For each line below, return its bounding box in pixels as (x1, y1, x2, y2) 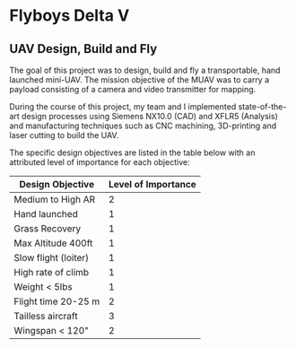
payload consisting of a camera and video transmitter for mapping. (9, 84, 257, 94)
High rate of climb (13, 266, 90, 278)
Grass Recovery (13, 222, 82, 234)
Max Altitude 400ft (13, 237, 93, 249)
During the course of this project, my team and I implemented (9, 101, 237, 112)
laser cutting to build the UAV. (9, 130, 119, 140)
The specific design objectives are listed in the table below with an (9, 147, 256, 158)
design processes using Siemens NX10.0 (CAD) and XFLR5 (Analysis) (21, 111, 278, 121)
